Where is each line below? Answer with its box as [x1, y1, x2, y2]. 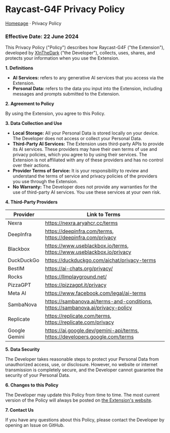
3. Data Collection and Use [5, 120, 62, 126]
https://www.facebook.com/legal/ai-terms [45, 290, 147, 297]
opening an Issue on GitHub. [5, 422, 65, 428]
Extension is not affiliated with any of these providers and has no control [12, 157, 163, 163]
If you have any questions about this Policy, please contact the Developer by [5, 417, 164, 423]
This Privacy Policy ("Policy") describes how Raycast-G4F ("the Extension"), [5, 45, 165, 51]
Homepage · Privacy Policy [5, 20, 62, 26]
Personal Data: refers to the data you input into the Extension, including [12, 85, 163, 92]
